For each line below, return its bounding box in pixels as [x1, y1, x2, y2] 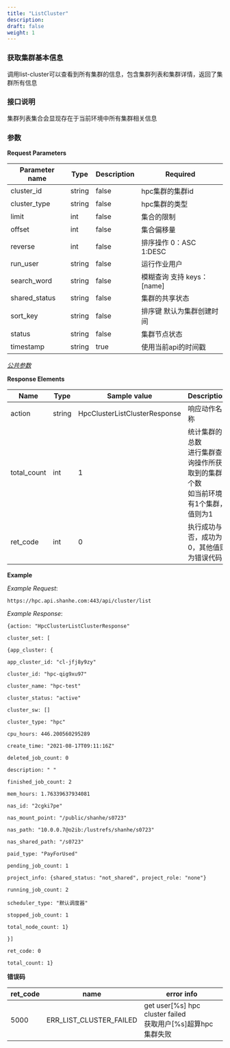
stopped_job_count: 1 [7, 912, 69, 919]
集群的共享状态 [141, 294, 190, 303]
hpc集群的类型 [141, 199, 188, 209]
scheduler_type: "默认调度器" [7, 900, 88, 907]
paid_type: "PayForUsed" [7, 851, 78, 858]
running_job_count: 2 [7, 886, 69, 894]
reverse [10, 242, 36, 251]
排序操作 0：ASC [141, 238, 196, 247]
